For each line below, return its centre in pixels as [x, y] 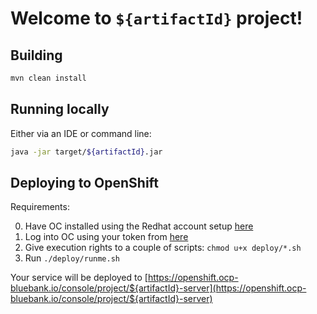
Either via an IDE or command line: [81, 133]
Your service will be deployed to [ [79, 278]
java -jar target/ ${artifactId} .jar [86, 152]
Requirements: [40, 207]
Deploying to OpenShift [84, 182]
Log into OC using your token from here [106, 237]
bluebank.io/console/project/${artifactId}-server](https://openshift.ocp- [158, 288]
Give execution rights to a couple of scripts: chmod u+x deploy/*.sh [163, 248]
